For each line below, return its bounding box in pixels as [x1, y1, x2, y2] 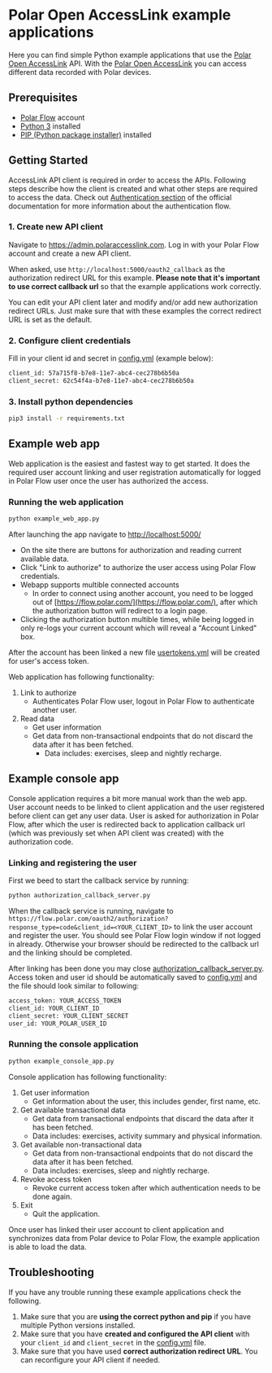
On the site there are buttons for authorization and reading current [19, 546, 242, 555]
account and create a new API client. [8, 248, 132, 258]
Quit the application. [32, 1209, 100, 1218]
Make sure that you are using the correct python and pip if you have [19, 1311, 252, 1321]
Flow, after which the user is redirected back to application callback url [8, 819, 245, 829]
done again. [32, 1191, 72, 1201]
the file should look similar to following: [8, 981, 140, 991]
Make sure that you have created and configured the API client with [19, 1329, 250, 1339]
